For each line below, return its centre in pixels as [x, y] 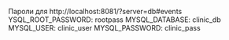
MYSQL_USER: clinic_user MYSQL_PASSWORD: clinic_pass [104, 28]
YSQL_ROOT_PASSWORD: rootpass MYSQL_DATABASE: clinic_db [115, 20]
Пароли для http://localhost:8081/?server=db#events [95, 11]
